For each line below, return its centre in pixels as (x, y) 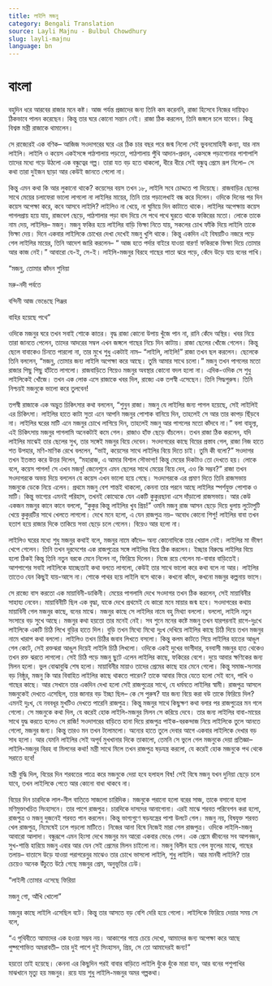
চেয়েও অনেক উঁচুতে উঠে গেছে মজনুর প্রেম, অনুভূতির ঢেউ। (76, 864)
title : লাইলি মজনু (33, 16)
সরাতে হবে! (22, 758)
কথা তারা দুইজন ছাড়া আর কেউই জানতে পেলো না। (67, 172)
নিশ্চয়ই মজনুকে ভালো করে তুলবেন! (49, 388)
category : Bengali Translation (61, 24)
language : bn (30, 46)
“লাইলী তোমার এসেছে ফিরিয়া (42, 880)
